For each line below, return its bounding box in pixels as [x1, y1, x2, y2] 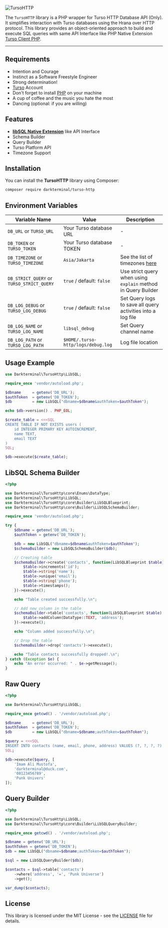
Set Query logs [120, 295, 155, 302]
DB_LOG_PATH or [7, 337, 42, 344]
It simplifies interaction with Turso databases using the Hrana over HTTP [5, 20, 155, 26]
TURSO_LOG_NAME [7, 329, 44, 335]
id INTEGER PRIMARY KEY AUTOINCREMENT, [14, 427, 97, 432]
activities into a [120, 307, 156, 315]
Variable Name [14, 216, 51, 223]
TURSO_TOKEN [7, 246, 36, 252]
